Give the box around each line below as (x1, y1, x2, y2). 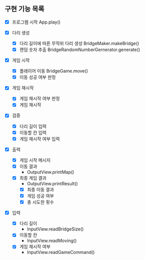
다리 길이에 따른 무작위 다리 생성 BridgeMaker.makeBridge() (19, 40, 139, 46)
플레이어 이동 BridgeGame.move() (19, 68, 88, 74)
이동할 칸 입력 (19, 129, 47, 135)
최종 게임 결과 (19, 175, 47, 181)
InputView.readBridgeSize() (27, 226, 84, 232)
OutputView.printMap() (27, 169, 75, 175)
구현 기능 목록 (5, 5, 45, 14)
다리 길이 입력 (19, 123, 47, 129)
